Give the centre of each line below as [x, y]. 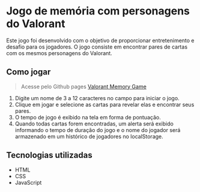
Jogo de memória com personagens [98, 11]
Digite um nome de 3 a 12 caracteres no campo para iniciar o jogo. [97, 98]
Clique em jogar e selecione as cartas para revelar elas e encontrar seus [105, 104]
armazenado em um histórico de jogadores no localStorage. [89, 136]
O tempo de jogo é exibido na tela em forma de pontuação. [88, 117]
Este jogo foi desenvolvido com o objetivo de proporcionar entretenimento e [100, 40]
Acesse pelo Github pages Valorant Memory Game [84, 86]
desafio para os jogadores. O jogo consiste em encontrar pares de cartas [97, 47]
